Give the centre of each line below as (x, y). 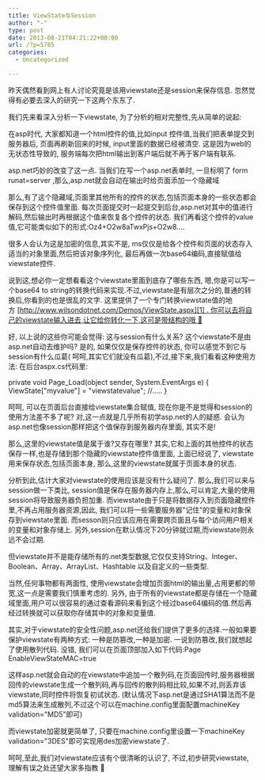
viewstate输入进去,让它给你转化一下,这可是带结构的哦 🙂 (112, 320)
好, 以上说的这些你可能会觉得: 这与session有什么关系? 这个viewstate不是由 (130, 337)
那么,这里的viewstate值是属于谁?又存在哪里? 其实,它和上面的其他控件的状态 (131, 443)
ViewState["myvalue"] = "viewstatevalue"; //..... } (88, 390)
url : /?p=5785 (32, 45)
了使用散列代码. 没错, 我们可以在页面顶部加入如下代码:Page (105, 649)
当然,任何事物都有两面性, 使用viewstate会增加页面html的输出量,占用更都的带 (132, 583)
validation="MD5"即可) (45, 714)
